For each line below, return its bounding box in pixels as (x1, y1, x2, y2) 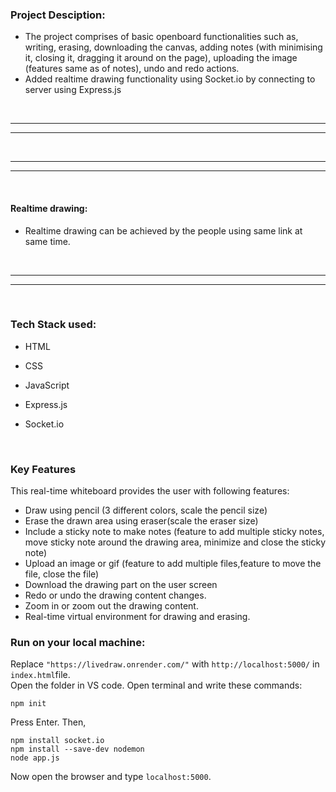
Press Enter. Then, (10, 716, 87, 728)
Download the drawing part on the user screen (24, 579, 218, 591)
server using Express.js (24, 84, 122, 96)
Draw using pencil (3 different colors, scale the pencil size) (24, 504, 268, 517)
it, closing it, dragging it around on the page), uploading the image (24, 52, 298, 64)
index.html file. (10, 669, 71, 681)
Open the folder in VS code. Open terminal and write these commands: (10, 679, 303, 692)
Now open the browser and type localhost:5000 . (10, 771, 212, 783)
